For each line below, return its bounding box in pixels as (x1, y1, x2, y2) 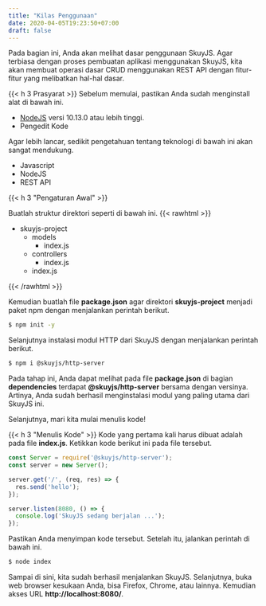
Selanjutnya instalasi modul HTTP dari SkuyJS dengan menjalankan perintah (8, 335, 259, 345)
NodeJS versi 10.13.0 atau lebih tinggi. (19, 113, 145, 123)
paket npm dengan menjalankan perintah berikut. (8, 306, 170, 315)
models (31, 233, 57, 242)
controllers (31, 249, 68, 259)
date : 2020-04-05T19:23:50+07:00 (8, 19, 119, 27)
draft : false (8, 26, 52, 34)
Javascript (19, 161, 55, 170)
